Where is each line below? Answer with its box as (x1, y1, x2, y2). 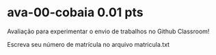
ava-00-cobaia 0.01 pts (7, 5, 144, 20)
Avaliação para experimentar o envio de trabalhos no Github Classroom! (7, 27, 210, 35)
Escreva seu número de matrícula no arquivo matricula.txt (7, 40, 170, 48)
